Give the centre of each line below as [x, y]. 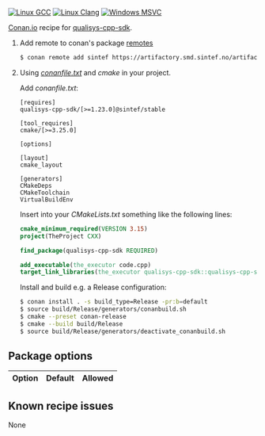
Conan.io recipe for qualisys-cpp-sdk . [70, 27]
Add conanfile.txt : [49, 88]
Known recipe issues [61, 405]
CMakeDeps [36, 185]
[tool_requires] [46, 123]
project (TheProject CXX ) [61, 236]
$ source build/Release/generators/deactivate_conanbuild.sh [123, 331]
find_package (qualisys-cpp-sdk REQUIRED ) [89, 251]
